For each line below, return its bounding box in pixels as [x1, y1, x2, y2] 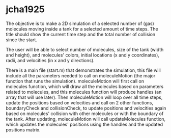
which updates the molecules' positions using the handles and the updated [6, 121, 163, 127]
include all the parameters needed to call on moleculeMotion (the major [6, 72, 156, 78]
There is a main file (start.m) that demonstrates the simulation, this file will [6, 67, 161, 73]
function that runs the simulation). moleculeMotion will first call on [6, 78, 145, 84]
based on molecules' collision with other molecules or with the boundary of [6, 111, 164, 117]
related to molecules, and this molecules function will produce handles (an [6, 89, 162, 95]
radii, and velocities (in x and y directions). [6, 57, 95, 63]
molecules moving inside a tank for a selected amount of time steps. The [6, 25, 158, 32]
